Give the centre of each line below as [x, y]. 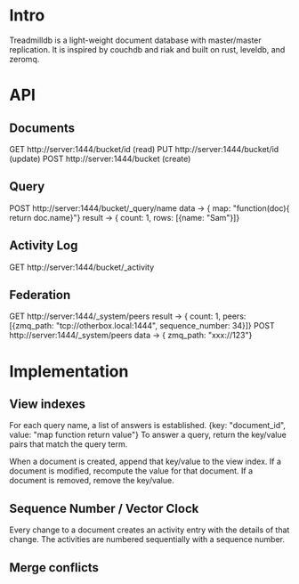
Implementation [69, 371]
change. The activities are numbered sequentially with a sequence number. [147, 539]
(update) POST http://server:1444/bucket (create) [100, 158]
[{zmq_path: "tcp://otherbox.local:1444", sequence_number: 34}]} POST [142, 326]
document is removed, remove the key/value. [92, 481]
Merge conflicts [54, 568]
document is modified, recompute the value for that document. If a [131, 471]
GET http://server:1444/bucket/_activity [82, 267]
